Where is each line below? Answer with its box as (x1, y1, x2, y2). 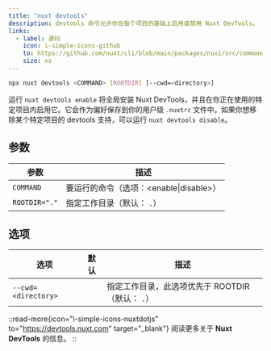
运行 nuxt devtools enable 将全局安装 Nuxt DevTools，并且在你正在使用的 (8, 94, 256, 104)
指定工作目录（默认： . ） (65, 197, 161, 208)
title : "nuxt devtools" (8, 11, 89, 20)
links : (8, 27, 31, 35)
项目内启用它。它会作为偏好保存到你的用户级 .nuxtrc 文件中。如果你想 (15, 104, 250, 114)
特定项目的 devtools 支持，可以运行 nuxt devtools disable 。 (29, 115, 232, 124)
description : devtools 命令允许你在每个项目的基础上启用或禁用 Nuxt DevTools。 (8, 19, 259, 27)
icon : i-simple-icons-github (23, 42, 121, 50)
